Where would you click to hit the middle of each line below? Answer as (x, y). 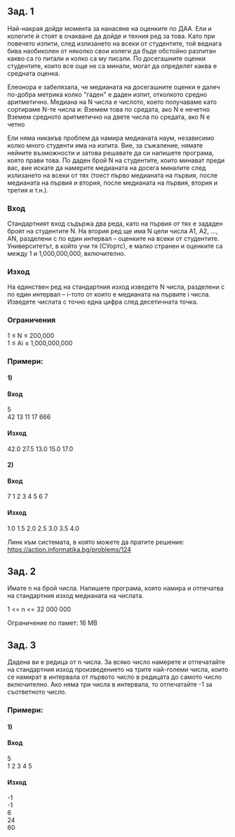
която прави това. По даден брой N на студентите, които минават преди (116, 160)
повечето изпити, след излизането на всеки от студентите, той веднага (115, 43)
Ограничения (32, 320)
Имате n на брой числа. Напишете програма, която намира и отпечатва (115, 588)
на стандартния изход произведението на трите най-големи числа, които (118, 670)
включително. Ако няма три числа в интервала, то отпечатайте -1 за (110, 684)
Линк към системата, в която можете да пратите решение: (96, 542)
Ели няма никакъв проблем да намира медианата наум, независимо (111, 138)
